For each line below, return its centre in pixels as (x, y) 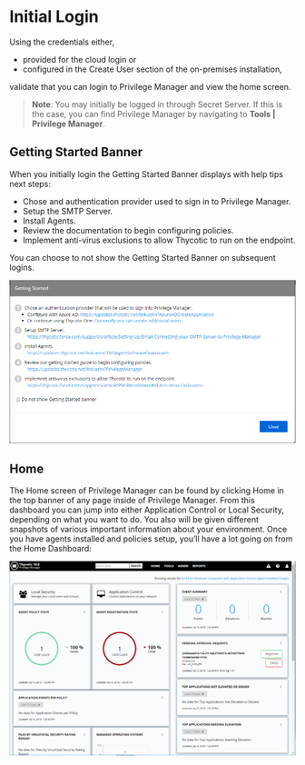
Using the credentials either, (62, 42)
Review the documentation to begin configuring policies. (128, 230)
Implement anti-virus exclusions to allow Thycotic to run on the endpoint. (159, 240)
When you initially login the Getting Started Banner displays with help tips (147, 174)
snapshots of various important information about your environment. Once (148, 530)
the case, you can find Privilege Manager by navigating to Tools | (153, 114)
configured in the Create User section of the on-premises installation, (152, 69)
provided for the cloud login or (79, 59)
